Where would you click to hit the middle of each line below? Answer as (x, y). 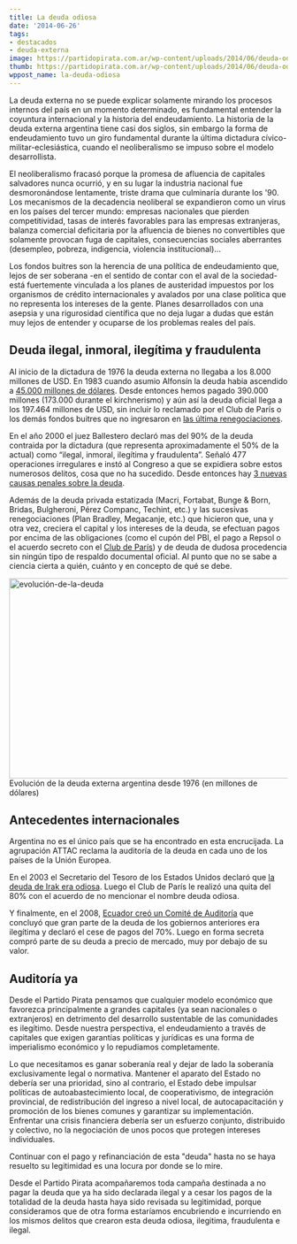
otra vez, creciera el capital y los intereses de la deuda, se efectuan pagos (145, 528)
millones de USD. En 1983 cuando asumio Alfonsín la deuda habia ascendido (148, 380)
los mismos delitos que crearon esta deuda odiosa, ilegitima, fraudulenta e (145, 1221)
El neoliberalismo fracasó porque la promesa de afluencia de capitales (137, 173)
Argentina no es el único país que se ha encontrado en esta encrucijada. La (147, 841)
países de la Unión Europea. (61, 860)
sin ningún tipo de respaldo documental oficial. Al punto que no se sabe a (143, 556)
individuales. (32, 1140)
